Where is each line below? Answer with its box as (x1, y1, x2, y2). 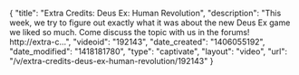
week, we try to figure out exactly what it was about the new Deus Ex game (9, 17, 291, 28)
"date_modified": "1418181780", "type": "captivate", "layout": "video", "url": (9, 46, 288, 57)
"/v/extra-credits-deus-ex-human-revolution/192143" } (9, 56, 214, 66)
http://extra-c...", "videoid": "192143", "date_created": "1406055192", (9, 36, 265, 47)
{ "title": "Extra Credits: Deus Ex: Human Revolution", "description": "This (9, 8, 282, 18)
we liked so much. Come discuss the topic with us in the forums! (9, 27, 250, 37)
